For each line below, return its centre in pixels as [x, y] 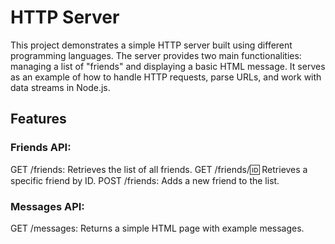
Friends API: [41, 148]
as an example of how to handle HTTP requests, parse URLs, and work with [166, 77]
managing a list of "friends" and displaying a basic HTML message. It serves [168, 66]
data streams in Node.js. [60, 87]
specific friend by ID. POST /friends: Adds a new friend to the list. [145, 180]
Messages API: [47, 206]
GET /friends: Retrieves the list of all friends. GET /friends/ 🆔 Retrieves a [159, 169]
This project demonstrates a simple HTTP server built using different [151, 45]
